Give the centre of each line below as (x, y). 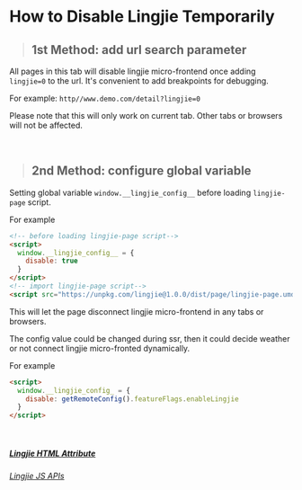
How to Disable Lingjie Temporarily (142, 17)
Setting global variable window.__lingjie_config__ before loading (130, 192)
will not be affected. (46, 125)
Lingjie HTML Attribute (53, 453)
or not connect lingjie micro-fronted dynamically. (100, 348)
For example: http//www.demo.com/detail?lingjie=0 (105, 98)
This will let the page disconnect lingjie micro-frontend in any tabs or (137, 311)
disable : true (52, 261)
